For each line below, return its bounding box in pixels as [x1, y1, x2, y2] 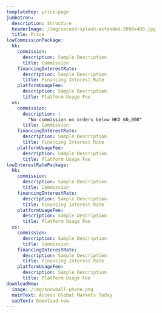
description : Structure [12, 20, 72, 26]
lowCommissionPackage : [6, 37, 64, 43]
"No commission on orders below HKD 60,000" [28, 116, 143, 122]
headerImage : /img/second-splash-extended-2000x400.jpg [12, 26, 156, 32]
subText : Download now [12, 298, 69, 304]
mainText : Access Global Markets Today [12, 292, 113, 298]
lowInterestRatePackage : [6, 162, 69, 168]
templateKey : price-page [6, 9, 69, 15]
